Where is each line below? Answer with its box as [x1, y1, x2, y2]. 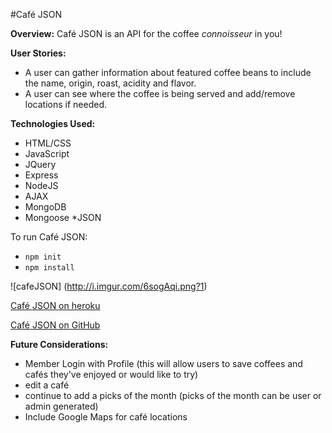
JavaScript [24, 148, 70, 159]
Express [24, 169, 59, 181]
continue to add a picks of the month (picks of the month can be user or [24, 390, 322, 401]
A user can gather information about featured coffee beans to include [24, 67, 312, 78]
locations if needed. [24, 99, 107, 110]
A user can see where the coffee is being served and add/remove [24, 88, 296, 99]
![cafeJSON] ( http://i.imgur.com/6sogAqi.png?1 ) [10, 280, 208, 292]
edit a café [24, 379, 70, 391]
